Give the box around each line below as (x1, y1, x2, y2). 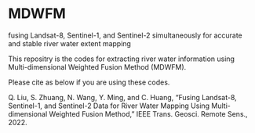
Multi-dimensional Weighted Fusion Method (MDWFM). (8, 62, 187, 71)
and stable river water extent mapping (8, 38, 132, 48)
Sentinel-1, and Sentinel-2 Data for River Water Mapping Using (8, 101, 210, 110)
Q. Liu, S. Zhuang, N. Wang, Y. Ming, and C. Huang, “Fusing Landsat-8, (8, 92, 237, 102)
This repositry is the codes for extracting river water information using (8, 54, 235, 63)
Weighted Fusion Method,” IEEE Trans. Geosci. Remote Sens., (49, 109, 249, 118)
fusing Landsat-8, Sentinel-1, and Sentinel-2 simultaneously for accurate (8, 31, 243, 40)
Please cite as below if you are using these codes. (8, 77, 170, 87)
